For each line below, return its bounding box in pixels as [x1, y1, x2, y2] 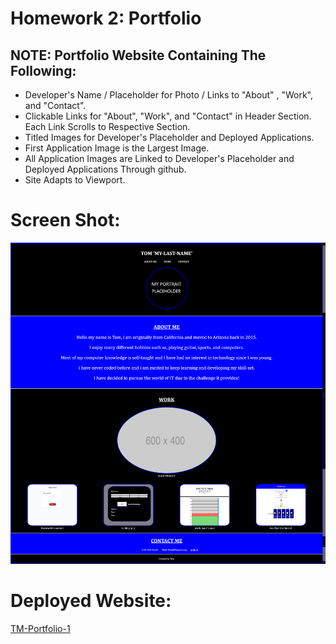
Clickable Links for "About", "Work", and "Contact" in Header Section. [24, 110, 312, 122]
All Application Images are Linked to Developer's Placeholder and [24, 153, 295, 164]
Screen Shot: [10, 209, 121, 232]
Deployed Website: [10, 590, 172, 612]
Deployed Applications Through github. [24, 163, 187, 175]
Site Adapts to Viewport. [24, 174, 126, 186]
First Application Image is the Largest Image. [24, 142, 210, 154]
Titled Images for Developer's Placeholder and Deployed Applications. [24, 132, 315, 143]
